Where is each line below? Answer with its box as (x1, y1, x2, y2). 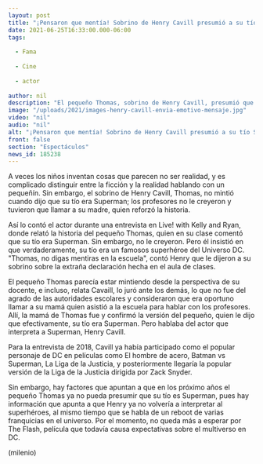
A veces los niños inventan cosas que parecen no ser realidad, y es (8, 172, 225, 181)
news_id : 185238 (8, 150, 61, 158)
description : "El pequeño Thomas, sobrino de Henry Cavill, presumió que (8, 99, 254, 107)
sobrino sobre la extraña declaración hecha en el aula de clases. (8, 262, 216, 272)
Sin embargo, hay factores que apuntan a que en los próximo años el (8, 382, 231, 393)
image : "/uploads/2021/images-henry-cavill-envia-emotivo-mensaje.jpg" (8, 107, 247, 115)
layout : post (8, 11, 51, 20)
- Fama (15, 48, 37, 56)
